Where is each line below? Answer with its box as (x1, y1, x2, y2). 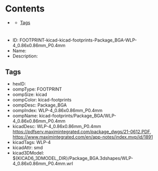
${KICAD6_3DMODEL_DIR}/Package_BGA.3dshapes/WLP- (12, 155, 133, 161)
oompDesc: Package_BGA (12, 102, 67, 108)
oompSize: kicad (12, 91, 48, 97)
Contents (5, 3, 45, 14)
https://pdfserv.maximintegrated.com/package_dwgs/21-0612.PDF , (12, 128, 151, 134)
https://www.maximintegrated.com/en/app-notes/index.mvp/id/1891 (12, 133, 153, 140)
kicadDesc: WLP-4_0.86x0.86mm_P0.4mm (12, 123, 101, 129)
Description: (12, 53, 38, 59)
